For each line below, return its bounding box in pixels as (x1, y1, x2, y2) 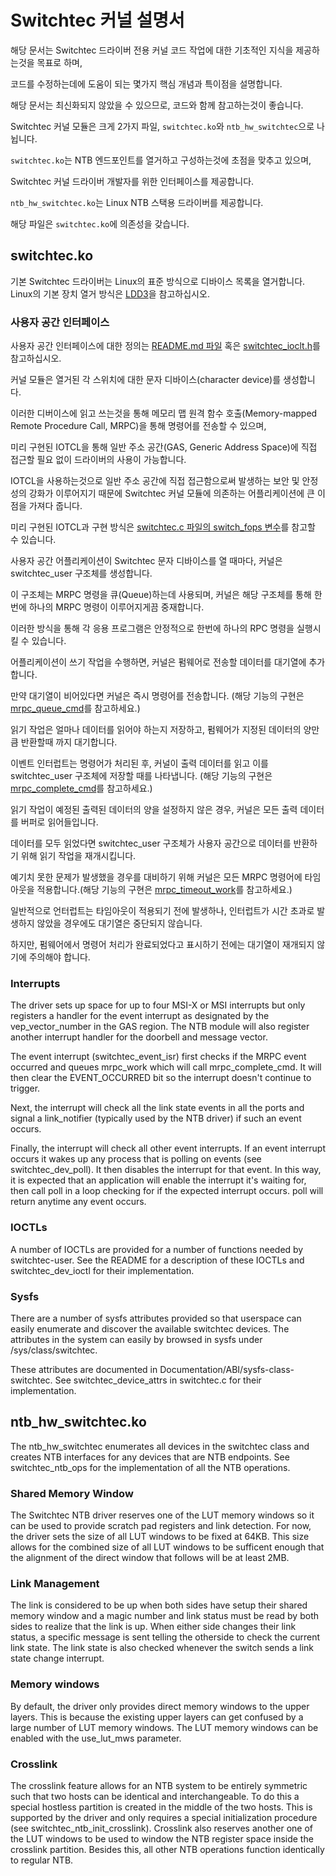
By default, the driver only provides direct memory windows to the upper (10, 1700, 310, 1712)
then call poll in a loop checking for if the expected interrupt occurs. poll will (10, 1185, 324, 1197)
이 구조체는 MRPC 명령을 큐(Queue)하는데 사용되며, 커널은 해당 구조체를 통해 (10, 589, 312, 601)
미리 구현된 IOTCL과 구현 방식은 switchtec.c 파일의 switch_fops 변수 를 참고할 (10, 521, 316, 533)
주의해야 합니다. (28, 951, 91, 963)
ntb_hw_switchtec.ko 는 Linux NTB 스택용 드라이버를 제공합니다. (10, 196, 264, 208)
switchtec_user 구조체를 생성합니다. (10, 567, 153, 580)
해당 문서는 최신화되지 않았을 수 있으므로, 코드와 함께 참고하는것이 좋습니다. (10, 99, 304, 111)
